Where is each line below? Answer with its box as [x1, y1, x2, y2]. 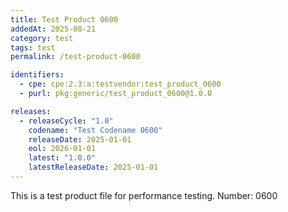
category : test [10, 33, 74, 43]
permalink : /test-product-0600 [10, 52, 141, 62]
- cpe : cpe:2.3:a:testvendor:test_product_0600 [19, 79, 222, 90]
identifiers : [10, 70, 65, 80]
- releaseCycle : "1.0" [19, 116, 114, 126]
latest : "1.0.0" [28, 153, 97, 163]
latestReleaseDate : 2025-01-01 [28, 162, 159, 173]
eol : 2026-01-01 [28, 144, 97, 154]
